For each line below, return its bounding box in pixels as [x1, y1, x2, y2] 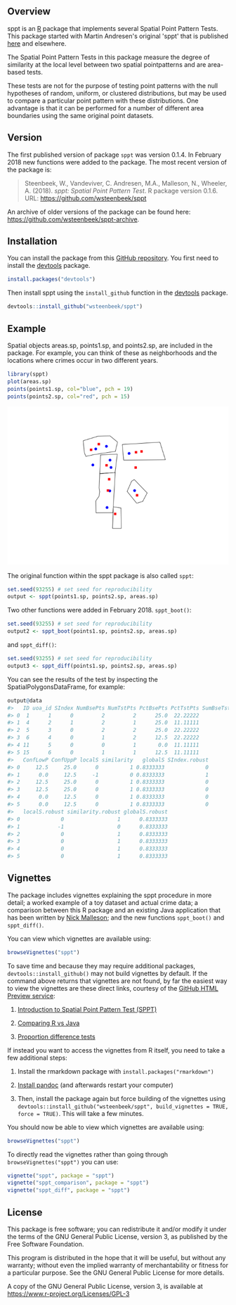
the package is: [7, 165, 52, 174]
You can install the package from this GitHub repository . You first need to [7, 254, 219, 262]
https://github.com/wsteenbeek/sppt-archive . [7, 214, 140, 224]
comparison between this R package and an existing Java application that [7, 906, 221, 914]
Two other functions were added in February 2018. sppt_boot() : [7, 606, 192, 615]
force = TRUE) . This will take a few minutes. [17, 1109, 144, 1117]
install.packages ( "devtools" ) [7, 276, 96, 283]
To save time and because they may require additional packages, [7, 961, 195, 970]
